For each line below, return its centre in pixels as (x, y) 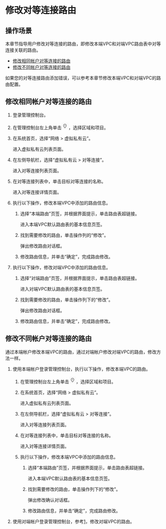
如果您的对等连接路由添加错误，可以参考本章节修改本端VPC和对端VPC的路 (83, 78)
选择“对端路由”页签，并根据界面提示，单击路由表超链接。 (80, 278)
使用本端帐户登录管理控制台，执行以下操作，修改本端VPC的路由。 (81, 369)
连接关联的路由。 (23, 50)
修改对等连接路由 (41, 10)
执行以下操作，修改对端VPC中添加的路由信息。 (61, 267)
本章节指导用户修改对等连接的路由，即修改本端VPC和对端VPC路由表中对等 (83, 44)
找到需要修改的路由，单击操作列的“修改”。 (64, 235)
